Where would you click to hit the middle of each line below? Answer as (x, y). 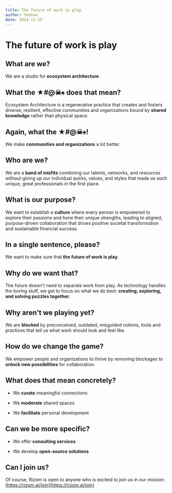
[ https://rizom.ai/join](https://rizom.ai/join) (50, 485)
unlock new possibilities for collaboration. (50, 364)
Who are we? (27, 160)
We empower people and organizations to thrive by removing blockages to (84, 359)
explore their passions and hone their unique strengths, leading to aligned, (84, 217)
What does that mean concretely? (61, 381)
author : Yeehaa (22, 15)
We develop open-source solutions (51, 451)
